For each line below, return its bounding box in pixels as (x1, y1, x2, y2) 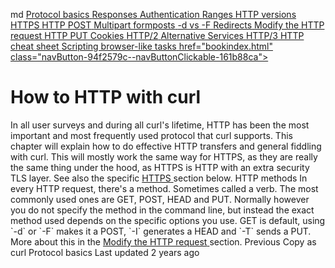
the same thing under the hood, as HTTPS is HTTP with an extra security (10, 161, 310, 173)
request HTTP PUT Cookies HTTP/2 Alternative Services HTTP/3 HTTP (10, 30, 305, 41)
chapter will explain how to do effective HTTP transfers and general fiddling (10, 140, 322, 152)
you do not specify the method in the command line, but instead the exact (10, 204, 315, 216)
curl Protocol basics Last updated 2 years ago (10, 246, 200, 258)
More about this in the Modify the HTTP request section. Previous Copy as (10, 235, 317, 248)
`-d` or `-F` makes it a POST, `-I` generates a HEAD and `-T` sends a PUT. (10, 225, 312, 237)
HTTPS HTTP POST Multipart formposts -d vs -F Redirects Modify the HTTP (10, 19, 325, 31)
